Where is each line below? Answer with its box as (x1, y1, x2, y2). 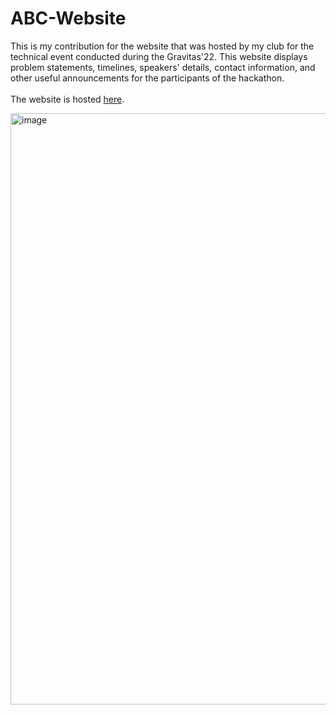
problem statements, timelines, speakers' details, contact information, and (10, 61, 316, 73)
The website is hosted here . (10, 93, 125, 105)
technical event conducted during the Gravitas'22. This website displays (10, 50, 308, 62)
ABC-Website (10, 7, 127, 30)
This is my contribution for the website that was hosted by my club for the (10, 40, 315, 52)
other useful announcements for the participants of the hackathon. (10, 72, 285, 84)
